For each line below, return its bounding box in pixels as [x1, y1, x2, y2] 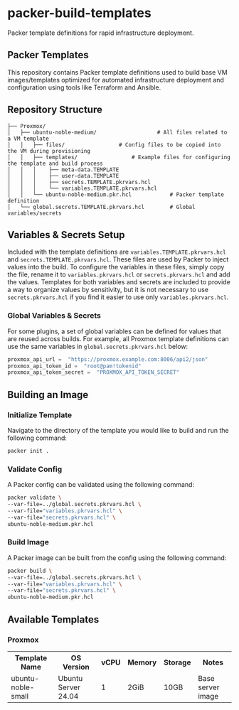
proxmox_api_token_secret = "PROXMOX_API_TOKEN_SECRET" [7, 369, 180, 376]
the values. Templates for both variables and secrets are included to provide [7, 278, 231, 286]
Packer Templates [7, 49, 89, 61]
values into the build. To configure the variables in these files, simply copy [7, 263, 225, 271]
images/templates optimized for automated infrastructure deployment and [7, 75, 224, 84]
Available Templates [7, 613, 100, 625]
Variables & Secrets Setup [7, 229, 126, 241]
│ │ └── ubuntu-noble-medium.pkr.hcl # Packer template [7, 190, 224, 198]
